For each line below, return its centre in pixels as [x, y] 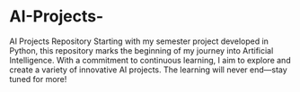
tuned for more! [38, 79]
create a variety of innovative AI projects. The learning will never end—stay [148, 70]
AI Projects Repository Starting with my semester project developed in [139, 41]
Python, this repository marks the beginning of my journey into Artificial [141, 50]
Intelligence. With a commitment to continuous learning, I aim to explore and [150, 60]
